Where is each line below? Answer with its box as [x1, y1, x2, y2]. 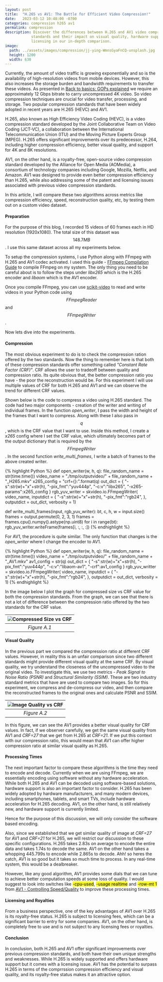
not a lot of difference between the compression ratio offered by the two [5, 599, 149, 605]
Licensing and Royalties [5, 897, 54, 903]
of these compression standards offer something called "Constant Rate [5, 362, 148, 367]
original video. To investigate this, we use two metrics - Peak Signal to [5, 669, 146, 675]
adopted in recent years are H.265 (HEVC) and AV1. [5, 107, 108, 113]
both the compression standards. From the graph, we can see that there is [5, 594, 153, 599]
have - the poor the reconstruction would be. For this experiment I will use [5, 377, 153, 383]
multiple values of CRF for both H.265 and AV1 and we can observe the [5, 382, 147, 388]
